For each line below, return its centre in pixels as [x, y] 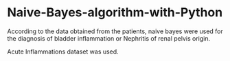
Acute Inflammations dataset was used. [63, 52]
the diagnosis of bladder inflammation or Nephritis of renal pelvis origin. [109, 38]
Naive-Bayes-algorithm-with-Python [115, 13]
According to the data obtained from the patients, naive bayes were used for [115, 31]
